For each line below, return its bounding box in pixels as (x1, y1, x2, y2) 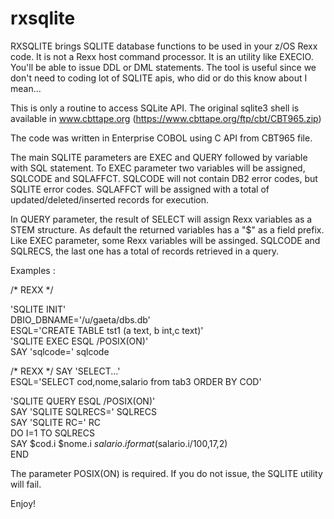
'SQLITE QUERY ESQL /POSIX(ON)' (10, 395, 156, 407)
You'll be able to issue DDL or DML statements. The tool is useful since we (10, 61, 317, 73)
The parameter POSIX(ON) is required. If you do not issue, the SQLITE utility (10, 467, 323, 479)
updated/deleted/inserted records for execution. (10, 193, 210, 206)
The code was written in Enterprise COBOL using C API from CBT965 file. (10, 132, 313, 144)
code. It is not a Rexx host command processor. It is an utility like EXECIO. (10, 50, 314, 62)
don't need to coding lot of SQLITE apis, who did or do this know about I (10, 72, 308, 84)
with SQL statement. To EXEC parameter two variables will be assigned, (10, 162, 306, 174)
